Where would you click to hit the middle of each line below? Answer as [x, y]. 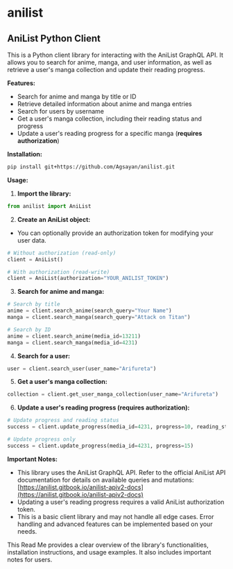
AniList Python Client [54, 38]
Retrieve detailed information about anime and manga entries [104, 104]
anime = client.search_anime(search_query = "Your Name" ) [89, 311]
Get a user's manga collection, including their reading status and [110, 119]
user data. [32, 240]
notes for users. [30, 559]
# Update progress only [42, 439]
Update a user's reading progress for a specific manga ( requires [110, 133]
